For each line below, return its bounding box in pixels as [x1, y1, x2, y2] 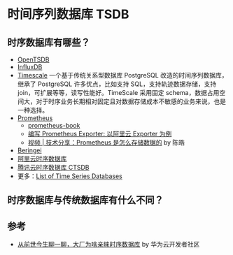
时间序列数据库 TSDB [7, 6, 129, 22]
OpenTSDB [17, 55, 50, 64]
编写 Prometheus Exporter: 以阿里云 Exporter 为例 [27, 130, 172, 138]
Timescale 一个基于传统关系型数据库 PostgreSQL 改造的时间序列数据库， [17, 71, 228, 79]
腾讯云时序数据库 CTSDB [17, 163, 90, 171]
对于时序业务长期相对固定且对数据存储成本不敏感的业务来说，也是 [36, 97, 226, 105]
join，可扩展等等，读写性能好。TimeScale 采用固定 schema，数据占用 [17, 89, 220, 96]
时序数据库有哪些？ [7, 36, 90, 48]
